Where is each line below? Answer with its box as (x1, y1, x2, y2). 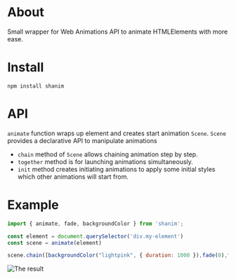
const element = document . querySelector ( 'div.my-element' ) (7, 233, 184, 240)
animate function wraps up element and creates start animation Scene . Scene (7, 129, 227, 137)
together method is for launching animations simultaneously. (17, 157, 193, 165)
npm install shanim (7, 82, 65, 90)
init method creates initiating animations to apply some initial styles (17, 165, 216, 173)
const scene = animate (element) (7, 239, 102, 246)
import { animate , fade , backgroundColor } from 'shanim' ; (7, 220, 184, 227)
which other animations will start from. (17, 172, 129, 181)
